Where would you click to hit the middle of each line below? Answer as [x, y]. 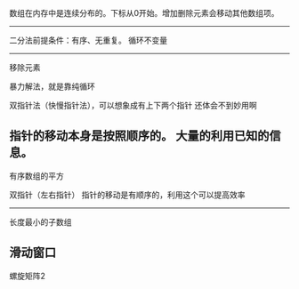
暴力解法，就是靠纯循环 [52, 86]
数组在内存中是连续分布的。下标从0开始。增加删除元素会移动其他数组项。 [144, 13]
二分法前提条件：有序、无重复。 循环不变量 [88, 40]
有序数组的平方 [36, 175]
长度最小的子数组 [40, 221]
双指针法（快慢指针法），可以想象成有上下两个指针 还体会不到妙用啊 [133, 105]
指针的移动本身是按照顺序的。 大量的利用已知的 [139, 136]
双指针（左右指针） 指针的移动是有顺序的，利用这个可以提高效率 [127, 195]
